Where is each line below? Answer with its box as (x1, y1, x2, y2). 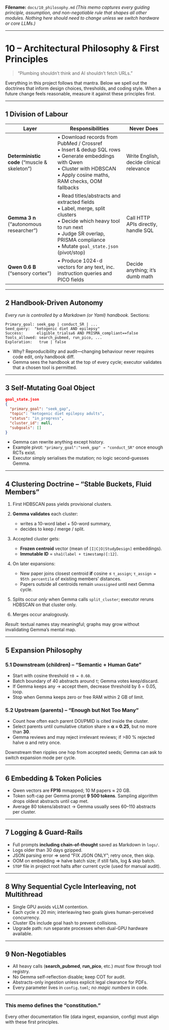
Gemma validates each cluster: (12, 511, 78, 517)
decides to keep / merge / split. (20, 526, 85, 532)
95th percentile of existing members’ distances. (20, 576, 122, 582)
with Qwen (57, 158, 83, 166)
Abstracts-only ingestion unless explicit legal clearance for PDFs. (12, 979, 148, 986)
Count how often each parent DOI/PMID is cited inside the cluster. (12, 718, 149, 724)
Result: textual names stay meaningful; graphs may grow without (5, 621, 140, 627)
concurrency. (12, 914, 40, 920)
